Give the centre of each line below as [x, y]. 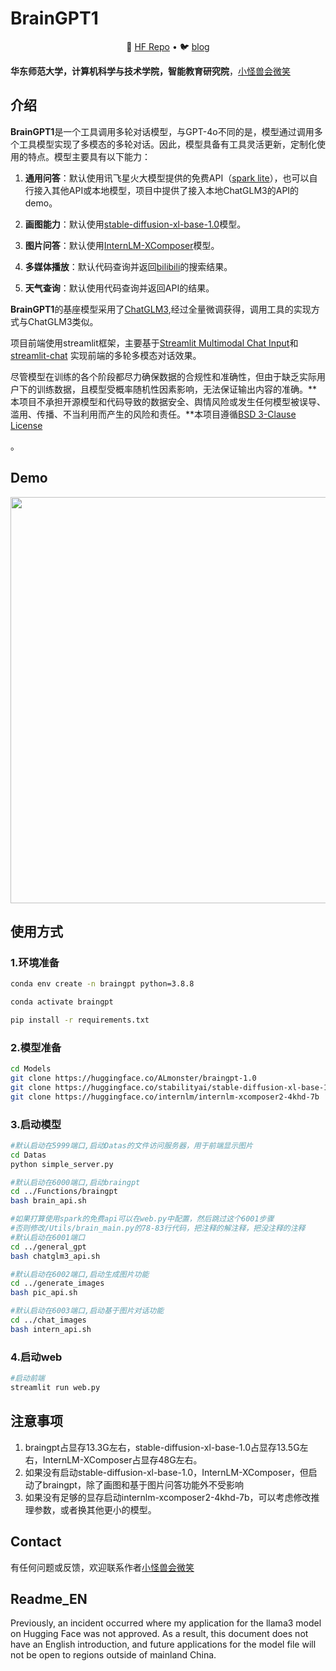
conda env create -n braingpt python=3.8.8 [102, 984]
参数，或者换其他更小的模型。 [95, 1509]
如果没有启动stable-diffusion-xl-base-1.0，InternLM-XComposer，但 [166, 1472]
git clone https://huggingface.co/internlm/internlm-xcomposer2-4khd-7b [165, 1097]
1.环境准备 [35, 962]
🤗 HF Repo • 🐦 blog [168, 46]
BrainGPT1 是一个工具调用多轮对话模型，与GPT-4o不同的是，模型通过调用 [162, 131]
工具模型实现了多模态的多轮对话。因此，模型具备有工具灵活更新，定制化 [167, 144]
